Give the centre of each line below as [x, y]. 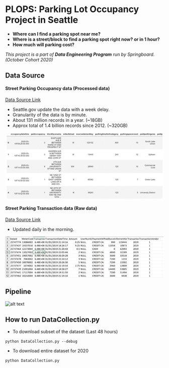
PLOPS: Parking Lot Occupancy [72, 9]
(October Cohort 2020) [29, 59]
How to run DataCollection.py [52, 319]
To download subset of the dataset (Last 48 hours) [65, 332]
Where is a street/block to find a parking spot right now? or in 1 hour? [86, 39]
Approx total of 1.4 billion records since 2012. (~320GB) [70, 125]
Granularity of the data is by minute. [50, 115]
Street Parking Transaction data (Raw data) [51, 208]
